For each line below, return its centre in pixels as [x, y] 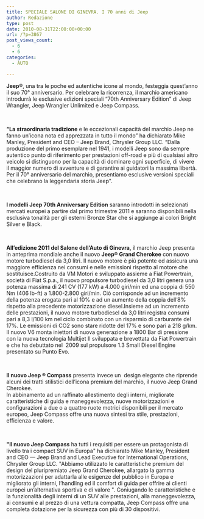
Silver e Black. [24, 224]
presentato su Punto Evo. [38, 351]
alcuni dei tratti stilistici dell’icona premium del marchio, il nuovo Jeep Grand [102, 382]
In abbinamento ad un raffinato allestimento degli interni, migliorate [90, 394]
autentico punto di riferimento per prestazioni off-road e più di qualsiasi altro [102, 155]
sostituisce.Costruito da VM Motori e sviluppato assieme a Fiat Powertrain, [100, 274]
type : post [20, 23]
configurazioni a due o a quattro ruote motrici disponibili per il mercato [95, 407]
